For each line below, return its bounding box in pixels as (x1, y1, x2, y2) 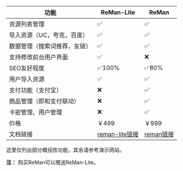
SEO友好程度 (9, 64, 45, 72)
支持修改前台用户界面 (9, 53, 69, 61)
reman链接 (144, 130, 174, 138)
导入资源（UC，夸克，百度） (9, 31, 89, 39)
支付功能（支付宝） (9, 86, 63, 94)
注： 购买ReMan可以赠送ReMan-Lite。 (6, 159, 99, 166)
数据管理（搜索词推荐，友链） (9, 42, 92, 50)
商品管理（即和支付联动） (9, 97, 81, 105)
